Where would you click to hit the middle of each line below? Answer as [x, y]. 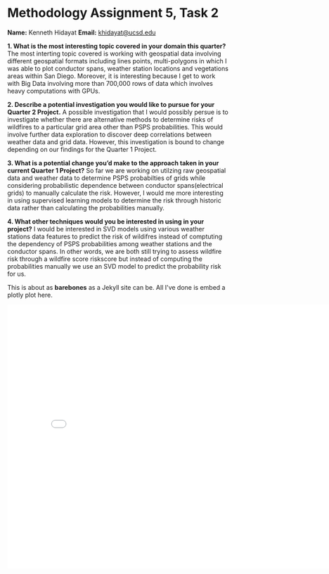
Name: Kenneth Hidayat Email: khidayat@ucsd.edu [82, 32]
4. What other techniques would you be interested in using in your [106, 221]
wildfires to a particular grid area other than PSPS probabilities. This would [115, 127]
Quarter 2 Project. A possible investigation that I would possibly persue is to [118, 112]
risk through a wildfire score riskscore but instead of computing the [105, 259]
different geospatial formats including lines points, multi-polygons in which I [117, 60]
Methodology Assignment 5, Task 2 [113, 13]
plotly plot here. [30, 295]
